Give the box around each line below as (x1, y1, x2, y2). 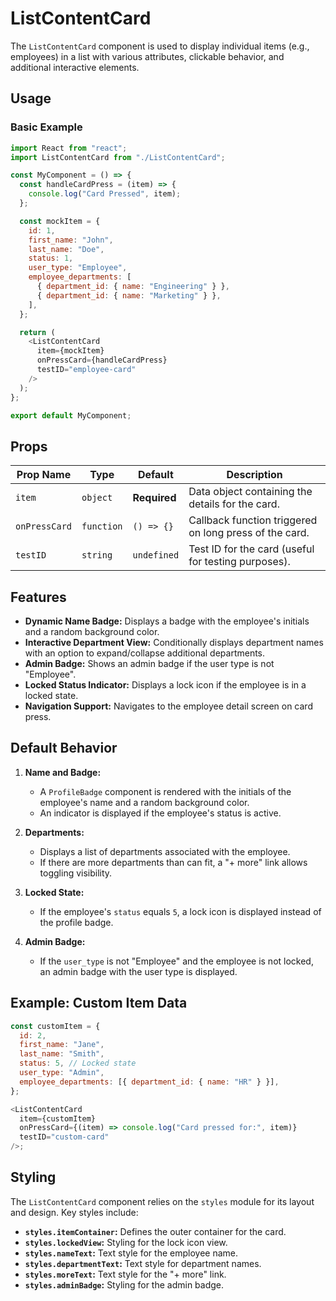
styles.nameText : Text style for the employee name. (24, 1247, 238, 1259)
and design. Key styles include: (10, 1206, 139, 1218)
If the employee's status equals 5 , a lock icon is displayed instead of (39, 905, 322, 917)
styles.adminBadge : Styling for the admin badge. (24, 1278, 225, 1291)
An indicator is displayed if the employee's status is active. (39, 807, 282, 819)
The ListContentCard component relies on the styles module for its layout (10, 1195, 315, 1207)
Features (10, 588, 67, 606)
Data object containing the (188, 485, 313, 499)
